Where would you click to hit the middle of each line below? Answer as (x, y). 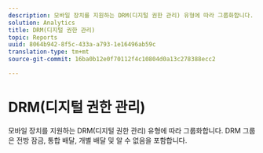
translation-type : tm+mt (49, 52)
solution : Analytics (42, 23)
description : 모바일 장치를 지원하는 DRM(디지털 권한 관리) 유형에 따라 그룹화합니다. (131, 15)
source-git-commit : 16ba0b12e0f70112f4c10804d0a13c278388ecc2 (112, 60)
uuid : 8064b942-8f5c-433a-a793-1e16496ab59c (82, 45)
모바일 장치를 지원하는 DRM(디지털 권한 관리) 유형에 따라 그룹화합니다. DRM (124, 130)
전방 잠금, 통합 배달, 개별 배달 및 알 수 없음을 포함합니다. (102, 140)
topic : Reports (33, 37)
